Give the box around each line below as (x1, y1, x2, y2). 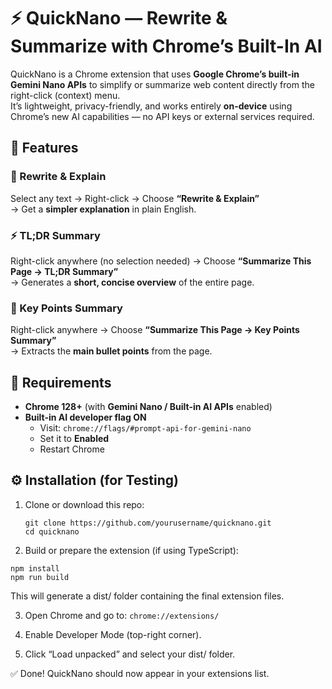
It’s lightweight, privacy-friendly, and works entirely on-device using (10, 100, 293, 112)
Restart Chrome (39, 443, 105, 455)
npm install (10, 563, 60, 574)
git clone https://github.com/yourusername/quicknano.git (24, 518, 272, 528)
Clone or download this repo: (24, 498, 145, 510)
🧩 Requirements (10, 374, 112, 391)
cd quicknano (24, 526, 80, 537)
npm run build (10, 572, 70, 582)
